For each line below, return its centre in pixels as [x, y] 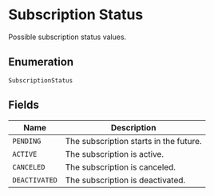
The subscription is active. [115, 154]
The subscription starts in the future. [133, 141]
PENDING [27, 141]
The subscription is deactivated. [125, 180]
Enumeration [41, 62]
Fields [24, 105]
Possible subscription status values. [67, 37]
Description [133, 127]
